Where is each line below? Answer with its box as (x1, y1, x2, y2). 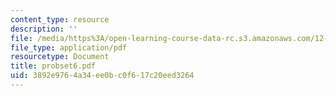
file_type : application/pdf (10, 42, 128, 53)
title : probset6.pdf (10, 61, 97, 71)
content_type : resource (10, 14, 110, 25)
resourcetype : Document (10, 52, 110, 62)
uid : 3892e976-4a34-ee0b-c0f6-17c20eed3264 (10, 71, 195, 81)
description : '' (10, 24, 78, 34)
